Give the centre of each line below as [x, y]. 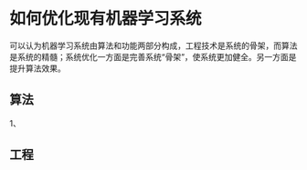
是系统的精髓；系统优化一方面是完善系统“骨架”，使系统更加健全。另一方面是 [153, 56]
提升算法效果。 [37, 68]
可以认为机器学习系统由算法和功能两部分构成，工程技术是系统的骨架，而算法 [153, 45]
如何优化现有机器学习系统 [106, 19]
